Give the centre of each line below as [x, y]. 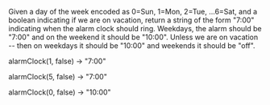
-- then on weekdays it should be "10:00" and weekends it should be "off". [132, 46]
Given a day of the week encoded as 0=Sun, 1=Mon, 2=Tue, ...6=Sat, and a [133, 12]
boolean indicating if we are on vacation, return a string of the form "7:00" [131, 20]
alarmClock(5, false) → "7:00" [58, 77]
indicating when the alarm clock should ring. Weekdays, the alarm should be [135, 28]
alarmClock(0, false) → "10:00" [60, 92]
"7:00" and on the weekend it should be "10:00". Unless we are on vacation [133, 37]
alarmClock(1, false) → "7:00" [57, 61]
